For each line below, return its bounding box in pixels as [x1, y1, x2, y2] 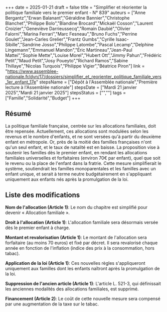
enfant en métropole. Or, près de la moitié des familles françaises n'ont [5, 139, 152, 145]
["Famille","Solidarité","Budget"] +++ [5, 95, 81, 101]
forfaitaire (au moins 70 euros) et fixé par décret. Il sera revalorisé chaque [5, 240, 158, 246]
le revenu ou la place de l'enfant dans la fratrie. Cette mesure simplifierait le [5, 160, 161, 166]
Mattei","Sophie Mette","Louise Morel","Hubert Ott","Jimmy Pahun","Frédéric [5, 52, 162, 58]
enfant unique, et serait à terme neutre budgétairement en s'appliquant [5, 171, 152, 177]
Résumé [5, 110, 32, 118]
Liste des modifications [5, 191, 80, 199]
